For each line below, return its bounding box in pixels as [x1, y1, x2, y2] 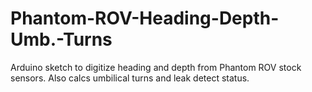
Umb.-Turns [10, 28, 113, 51]
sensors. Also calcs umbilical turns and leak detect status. [10, 72, 250, 84]
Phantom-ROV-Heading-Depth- [10, 7, 280, 30]
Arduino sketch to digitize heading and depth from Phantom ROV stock [10, 61, 302, 73]
